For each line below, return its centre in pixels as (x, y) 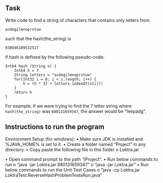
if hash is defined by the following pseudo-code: (55, 57)
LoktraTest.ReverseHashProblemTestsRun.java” (54, 175)
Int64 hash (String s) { (31, 66)
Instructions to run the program (55, 127)
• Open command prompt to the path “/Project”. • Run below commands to (81, 159)
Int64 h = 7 (26, 70)
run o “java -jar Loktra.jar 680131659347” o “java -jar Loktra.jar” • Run (77, 165)
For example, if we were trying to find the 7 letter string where (69, 106)
